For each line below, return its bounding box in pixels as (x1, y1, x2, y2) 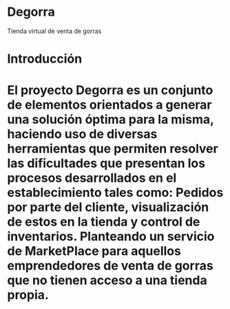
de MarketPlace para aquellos (7, 244, 181, 259)
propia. (7, 287, 50, 303)
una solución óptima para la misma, (7, 111, 214, 127)
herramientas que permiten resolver (7, 141, 218, 157)
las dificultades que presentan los (7, 156, 205, 171)
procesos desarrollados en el (7, 170, 177, 186)
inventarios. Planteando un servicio (7, 228, 215, 244)
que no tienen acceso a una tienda (7, 273, 208, 288)
